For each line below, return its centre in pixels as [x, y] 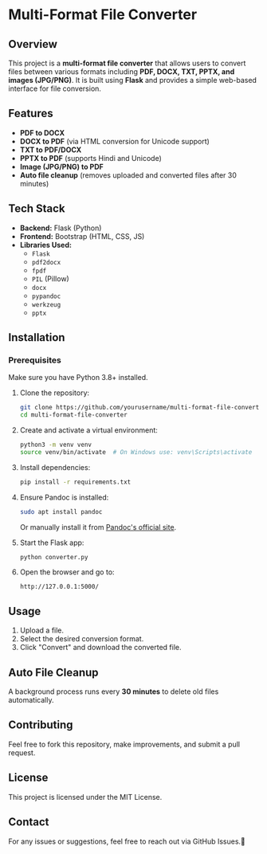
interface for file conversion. [55, 88]
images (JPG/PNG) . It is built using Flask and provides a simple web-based [133, 80]
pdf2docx [46, 262]
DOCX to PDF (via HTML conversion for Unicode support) [114, 141]
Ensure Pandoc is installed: [64, 497]
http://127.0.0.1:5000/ [59, 587]
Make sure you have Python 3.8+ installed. [79, 378]
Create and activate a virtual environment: [88, 430]
